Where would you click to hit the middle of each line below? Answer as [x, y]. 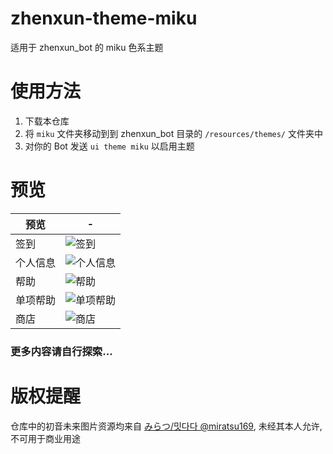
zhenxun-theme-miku [104, 18]
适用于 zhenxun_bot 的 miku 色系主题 [87, 47]
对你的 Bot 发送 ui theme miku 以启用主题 [109, 146]
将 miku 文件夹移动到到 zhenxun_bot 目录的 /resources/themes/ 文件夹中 [173, 133]
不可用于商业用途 [45, 438]
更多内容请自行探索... [61, 351]
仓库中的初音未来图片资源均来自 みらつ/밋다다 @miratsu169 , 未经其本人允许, [166, 426]
